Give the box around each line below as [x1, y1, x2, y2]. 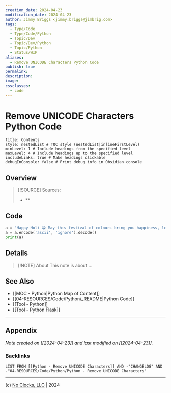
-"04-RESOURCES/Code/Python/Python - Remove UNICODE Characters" [5, 369, 147, 374]
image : [5, 78, 19, 83]
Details [5, 249, 28, 258]
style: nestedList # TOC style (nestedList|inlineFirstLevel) [5, 142, 140, 147]
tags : [5, 21, 17, 27]
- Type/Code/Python [10, 31, 51, 36]
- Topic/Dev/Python [10, 41, 51, 46]
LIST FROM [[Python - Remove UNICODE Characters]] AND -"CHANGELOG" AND [5, 364, 163, 369]
